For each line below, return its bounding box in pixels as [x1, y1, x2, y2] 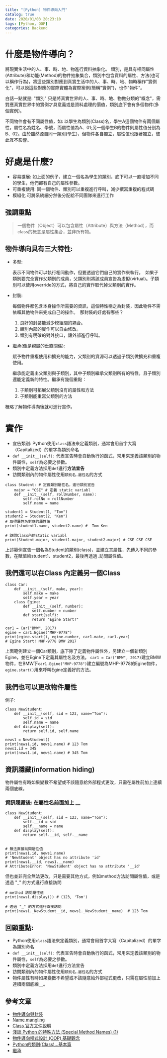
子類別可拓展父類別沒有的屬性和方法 [19, 386, 94, 393]
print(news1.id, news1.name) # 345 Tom [5, 751, 88, 756]
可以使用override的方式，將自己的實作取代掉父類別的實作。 [16, 282, 139, 288]
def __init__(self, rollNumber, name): [14, 492, 97, 497]
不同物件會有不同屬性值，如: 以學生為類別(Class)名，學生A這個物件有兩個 [5, 118, 156, 124]
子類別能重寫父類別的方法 [19, 393, 73, 399]
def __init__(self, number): [23, 604, 83, 609]
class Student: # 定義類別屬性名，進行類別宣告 [5, 482, 95, 487]
